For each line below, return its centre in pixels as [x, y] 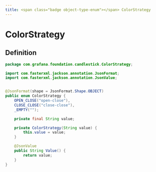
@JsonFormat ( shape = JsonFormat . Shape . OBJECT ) [54, 91]
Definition [21, 53]
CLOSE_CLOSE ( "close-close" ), [44, 105]
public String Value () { [40, 151]
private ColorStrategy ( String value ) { [56, 128]
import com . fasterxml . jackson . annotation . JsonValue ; [61, 78]
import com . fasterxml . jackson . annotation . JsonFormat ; [62, 73]
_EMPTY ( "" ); [26, 110]
